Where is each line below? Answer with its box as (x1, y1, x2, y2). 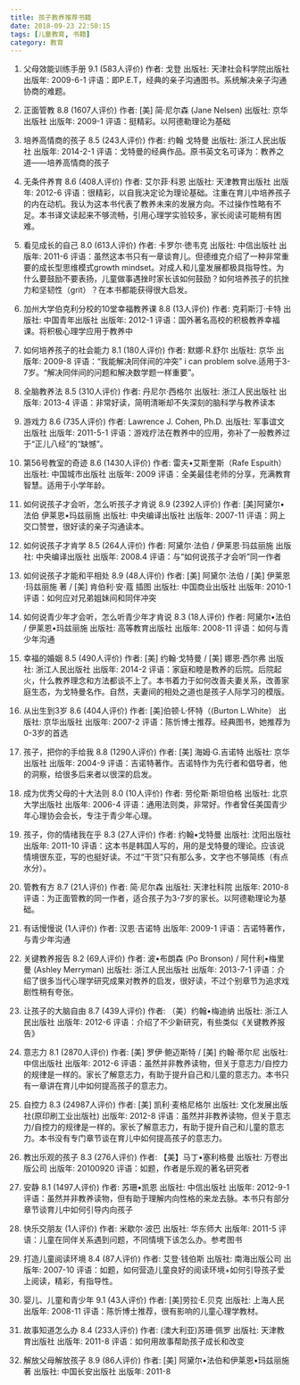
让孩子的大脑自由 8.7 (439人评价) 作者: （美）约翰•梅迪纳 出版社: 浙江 (22, 1005, 281, 1016)
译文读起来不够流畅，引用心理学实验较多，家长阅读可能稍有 (54, 210, 274, 221)
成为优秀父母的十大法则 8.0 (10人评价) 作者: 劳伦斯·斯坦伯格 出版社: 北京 (22, 788, 288, 799)
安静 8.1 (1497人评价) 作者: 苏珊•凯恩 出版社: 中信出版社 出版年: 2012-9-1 (22, 1182, 290, 1193)
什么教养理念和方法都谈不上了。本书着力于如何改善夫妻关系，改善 (38, 675, 282, 686)
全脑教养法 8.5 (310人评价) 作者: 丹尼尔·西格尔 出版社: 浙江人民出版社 (22, 386, 278, 397)
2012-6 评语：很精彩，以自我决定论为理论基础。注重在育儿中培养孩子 (35, 188, 291, 198)
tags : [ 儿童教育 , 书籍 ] (10, 29, 91, 38)
